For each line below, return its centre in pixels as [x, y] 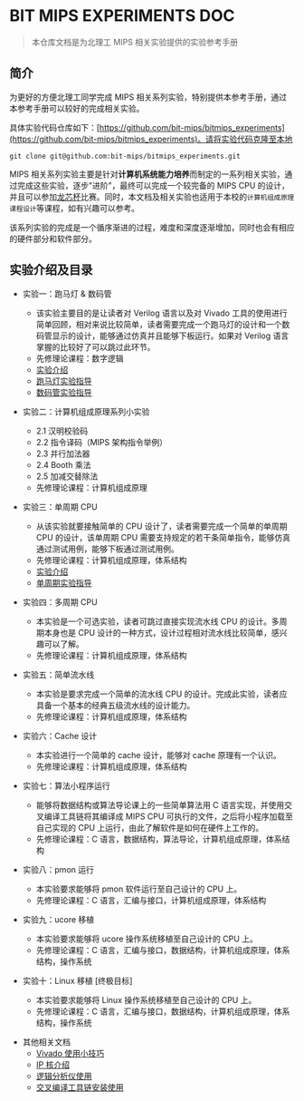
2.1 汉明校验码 [62, 431]
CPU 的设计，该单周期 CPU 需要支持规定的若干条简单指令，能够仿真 [163, 537]
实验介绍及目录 [51, 270]
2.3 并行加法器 [63, 453]
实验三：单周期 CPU [60, 507]
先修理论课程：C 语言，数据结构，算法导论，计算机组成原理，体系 [159, 839]
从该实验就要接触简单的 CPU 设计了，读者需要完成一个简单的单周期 [161, 526]
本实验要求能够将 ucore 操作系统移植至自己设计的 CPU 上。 [147, 939]
